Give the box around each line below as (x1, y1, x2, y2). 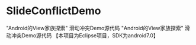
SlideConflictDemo (6, 4, 101, 18)
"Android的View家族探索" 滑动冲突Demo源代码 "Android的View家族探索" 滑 (6, 24, 191, 31)
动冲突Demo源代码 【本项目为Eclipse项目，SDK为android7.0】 (6, 31, 159, 39)
